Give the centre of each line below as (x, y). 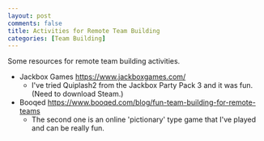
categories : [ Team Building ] (57, 38)
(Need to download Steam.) (77, 94)
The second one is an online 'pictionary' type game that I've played (144, 120)
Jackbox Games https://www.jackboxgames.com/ (102, 77)
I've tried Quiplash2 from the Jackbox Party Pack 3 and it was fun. (142, 85)
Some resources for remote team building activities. (94, 61)
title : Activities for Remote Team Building (84, 31)
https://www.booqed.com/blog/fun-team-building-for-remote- (151, 102)
